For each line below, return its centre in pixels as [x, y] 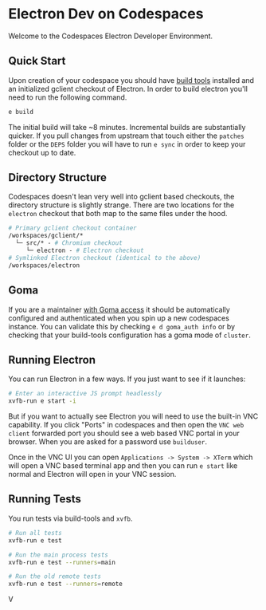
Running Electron [52, 360]
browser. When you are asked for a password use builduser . [108, 442]
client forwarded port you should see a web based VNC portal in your [124, 433]
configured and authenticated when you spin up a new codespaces [119, 318]
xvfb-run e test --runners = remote [66, 584]
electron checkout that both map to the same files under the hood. [118, 214]
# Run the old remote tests [55, 577]
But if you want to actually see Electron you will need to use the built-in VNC [133, 416]
